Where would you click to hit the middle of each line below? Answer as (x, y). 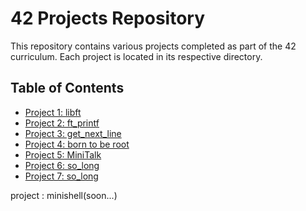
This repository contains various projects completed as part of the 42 (153, 46)
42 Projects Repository (108, 18)
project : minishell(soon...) (64, 195)
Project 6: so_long (62, 165)
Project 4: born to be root (77, 144)
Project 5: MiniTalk (63, 154)
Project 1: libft (53, 112)
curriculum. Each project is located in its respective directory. (136, 56)
